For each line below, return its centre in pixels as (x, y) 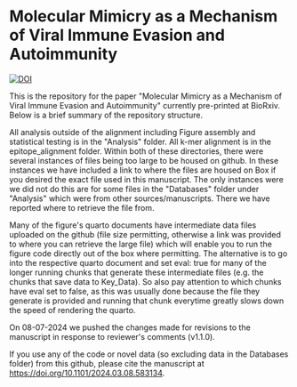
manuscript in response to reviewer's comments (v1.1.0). (112, 336)
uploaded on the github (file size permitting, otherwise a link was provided (145, 234)
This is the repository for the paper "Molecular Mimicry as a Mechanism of (146, 96)
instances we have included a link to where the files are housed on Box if (143, 170)
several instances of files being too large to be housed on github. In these (144, 160)
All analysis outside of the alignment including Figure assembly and (132, 132)
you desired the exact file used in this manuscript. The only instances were (147, 179)
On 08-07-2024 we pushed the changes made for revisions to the (130, 327)
